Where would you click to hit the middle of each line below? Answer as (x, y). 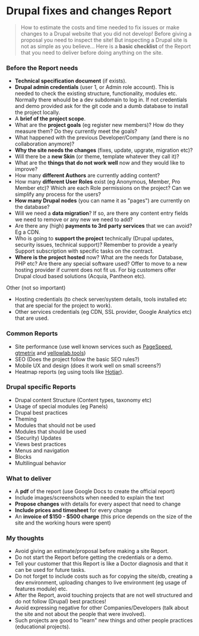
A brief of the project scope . (50, 119)
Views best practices (40, 444)
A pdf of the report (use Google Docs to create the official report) (95, 491)
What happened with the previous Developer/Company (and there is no (102, 138)
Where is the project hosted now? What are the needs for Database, (99, 257)
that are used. (32, 318)
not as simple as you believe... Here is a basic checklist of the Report (106, 46)
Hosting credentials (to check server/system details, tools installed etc (101, 299)
